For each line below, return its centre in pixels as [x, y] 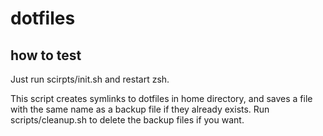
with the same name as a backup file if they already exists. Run [140, 109]
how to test [46, 55]
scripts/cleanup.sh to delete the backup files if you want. [127, 120]
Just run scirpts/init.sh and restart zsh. [90, 79]
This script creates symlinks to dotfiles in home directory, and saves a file [161, 98]
